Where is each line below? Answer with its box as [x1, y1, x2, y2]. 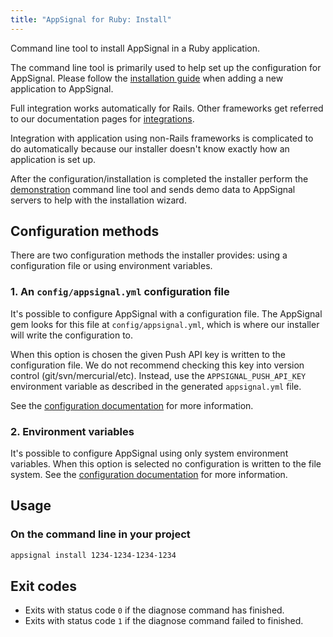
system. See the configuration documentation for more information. [10, 469, 288, 481]
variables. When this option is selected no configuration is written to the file [10, 458, 322, 470]
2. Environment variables [10, 424, 135, 438]
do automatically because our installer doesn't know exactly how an [10, 142, 290, 155]
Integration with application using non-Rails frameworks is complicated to [10, 132, 314, 144]
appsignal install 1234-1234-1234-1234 [10, 550, 177, 560]
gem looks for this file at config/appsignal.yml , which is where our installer [10, 318, 320, 330]
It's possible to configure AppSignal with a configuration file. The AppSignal [10, 307, 323, 320]
